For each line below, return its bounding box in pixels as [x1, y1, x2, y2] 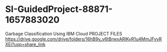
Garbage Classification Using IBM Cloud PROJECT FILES [5, 30, 122, 36]
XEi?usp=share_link [5, 41, 46, 47]
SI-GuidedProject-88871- [5, 3, 113, 15]
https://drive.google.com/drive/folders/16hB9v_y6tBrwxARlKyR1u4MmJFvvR [5, 36, 162, 42]
